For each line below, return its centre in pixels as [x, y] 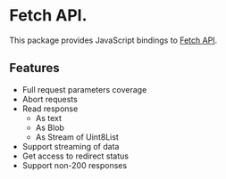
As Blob [50, 127]
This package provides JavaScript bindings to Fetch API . [113, 40]
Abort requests [50, 99]
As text [49, 118]
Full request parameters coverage [84, 89]
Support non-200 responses [75, 165]
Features [34, 68]
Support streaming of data [71, 146]
